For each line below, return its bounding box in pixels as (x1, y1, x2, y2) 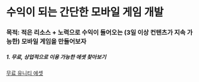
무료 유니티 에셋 (6, 69, 44, 77)
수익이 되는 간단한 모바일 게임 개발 (6, 5, 164, 19)
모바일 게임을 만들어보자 (21, 37, 87, 45)
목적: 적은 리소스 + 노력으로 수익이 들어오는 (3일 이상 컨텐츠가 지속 (6, 28, 186, 37)
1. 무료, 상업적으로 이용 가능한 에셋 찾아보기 (6, 53, 107, 60)
